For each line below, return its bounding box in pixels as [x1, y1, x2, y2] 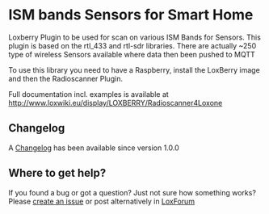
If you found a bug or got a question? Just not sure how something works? [8, 187, 257, 197]
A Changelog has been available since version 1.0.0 [8, 143, 179, 153]
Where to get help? [8, 166, 107, 180]
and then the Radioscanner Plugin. [8, 73, 124, 83]
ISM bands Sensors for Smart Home [8, 6, 254, 24]
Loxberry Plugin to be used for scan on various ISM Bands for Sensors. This [8, 32, 261, 42]
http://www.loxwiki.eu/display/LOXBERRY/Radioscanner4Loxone [8, 98, 223, 107]
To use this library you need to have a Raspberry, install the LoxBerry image [8, 65, 260, 74]
